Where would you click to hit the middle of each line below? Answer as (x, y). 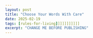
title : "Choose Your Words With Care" (45, 14)
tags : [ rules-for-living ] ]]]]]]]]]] (42, 23)
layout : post (18, 10)
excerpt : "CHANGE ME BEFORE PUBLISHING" (47, 28)
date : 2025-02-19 (23, 19)
